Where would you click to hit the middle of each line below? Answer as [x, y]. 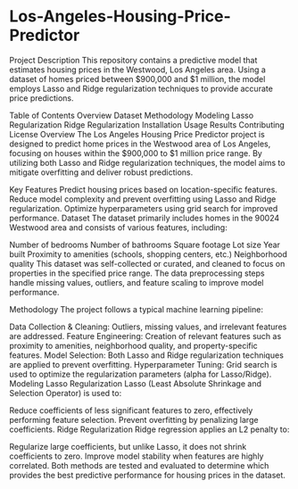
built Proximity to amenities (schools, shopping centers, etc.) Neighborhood [149, 254]
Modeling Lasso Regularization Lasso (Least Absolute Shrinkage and [135, 383]
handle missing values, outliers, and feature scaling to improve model [137, 282]
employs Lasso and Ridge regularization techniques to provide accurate [141, 88]
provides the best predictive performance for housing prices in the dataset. [147, 475]
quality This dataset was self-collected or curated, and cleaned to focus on [147, 263]
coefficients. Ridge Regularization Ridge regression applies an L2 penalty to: [149, 429]
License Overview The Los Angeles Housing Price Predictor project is [137, 134]
